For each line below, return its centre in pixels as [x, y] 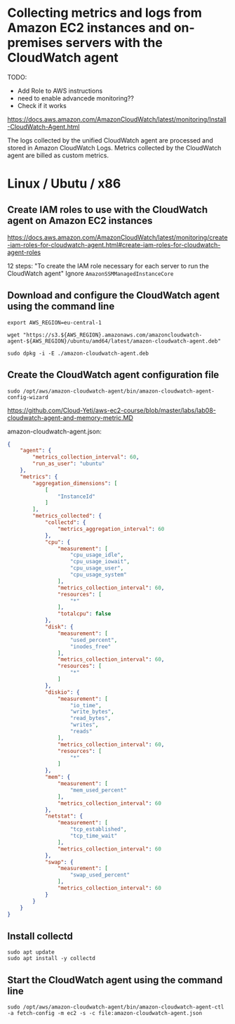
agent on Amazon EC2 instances [80, 220]
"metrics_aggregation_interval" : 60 [111, 529]
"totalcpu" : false [84, 614]
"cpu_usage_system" [99, 575]
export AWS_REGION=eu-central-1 [54, 322]
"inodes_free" [90, 646]
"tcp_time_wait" [94, 836]
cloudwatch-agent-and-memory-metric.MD [70, 418]
